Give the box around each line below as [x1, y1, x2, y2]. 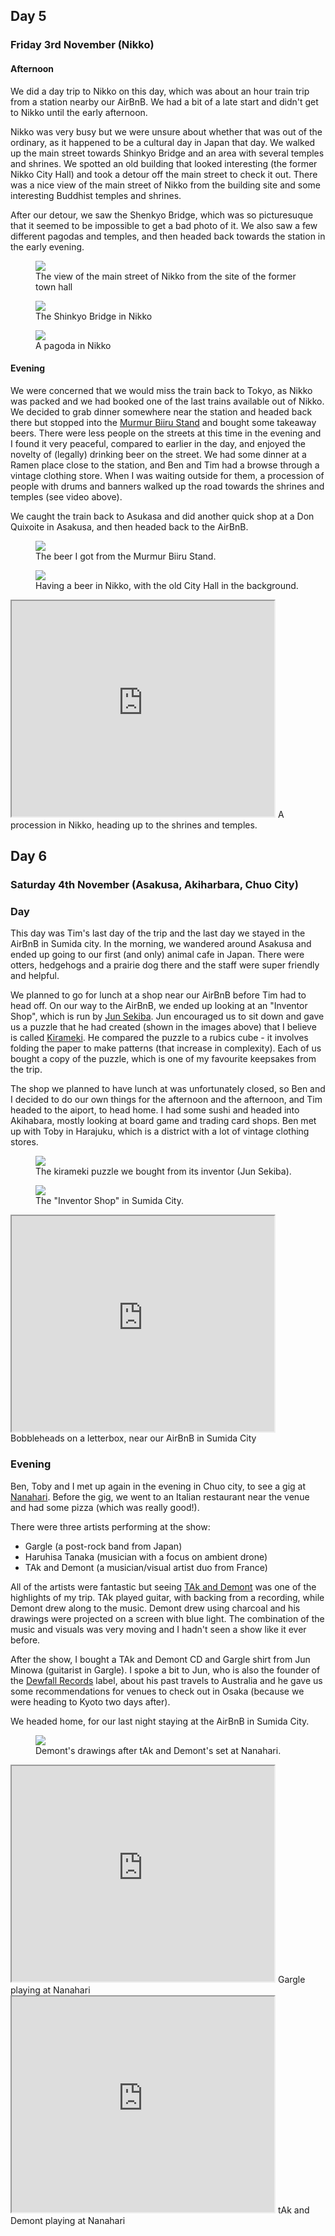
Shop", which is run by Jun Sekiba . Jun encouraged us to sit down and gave [10, 1010, 325, 1023]
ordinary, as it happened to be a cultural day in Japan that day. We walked [10, 136, 316, 148]
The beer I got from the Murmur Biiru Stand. [35, 550, 217, 562]
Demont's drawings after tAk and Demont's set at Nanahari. [35, 1744, 282, 1756]
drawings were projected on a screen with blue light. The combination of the [10, 1612, 325, 1624]
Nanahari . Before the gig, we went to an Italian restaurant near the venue [10, 1490, 310, 1503]
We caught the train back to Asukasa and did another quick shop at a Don [10, 510, 315, 522]
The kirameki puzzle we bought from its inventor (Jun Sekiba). [35, 1165, 292, 1178]
